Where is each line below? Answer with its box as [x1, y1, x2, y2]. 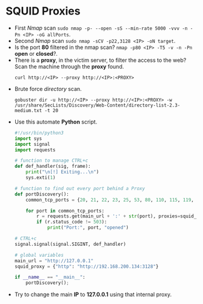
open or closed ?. [14, 50, 58, 57]
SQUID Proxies [5, 4, 81, 18]
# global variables [14, 252, 64, 258]
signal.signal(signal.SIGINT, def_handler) [14, 241, 127, 247]
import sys [14, 135, 42, 142]
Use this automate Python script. [14, 118, 98, 125]
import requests [14, 147, 56, 153]
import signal [14, 141, 50, 147]
